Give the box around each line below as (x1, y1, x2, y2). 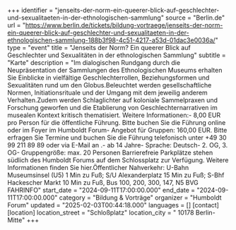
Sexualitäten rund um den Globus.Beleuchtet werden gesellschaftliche (7, 81, 212, 89)
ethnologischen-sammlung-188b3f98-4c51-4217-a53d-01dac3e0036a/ (7, 36, 216, 44)
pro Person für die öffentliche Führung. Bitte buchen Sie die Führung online (7, 119, 226, 126)
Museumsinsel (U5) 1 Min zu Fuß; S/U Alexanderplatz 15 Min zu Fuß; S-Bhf (7, 171, 225, 179)
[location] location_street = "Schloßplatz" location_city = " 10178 (7, 208, 194, 217)
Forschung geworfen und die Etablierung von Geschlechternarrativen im (7, 104, 218, 111)
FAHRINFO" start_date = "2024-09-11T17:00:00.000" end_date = (7, 186, 196, 194)
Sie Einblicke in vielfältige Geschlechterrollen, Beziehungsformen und (7, 73, 210, 82)
